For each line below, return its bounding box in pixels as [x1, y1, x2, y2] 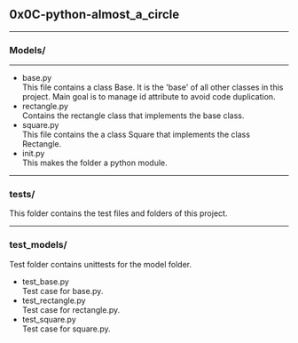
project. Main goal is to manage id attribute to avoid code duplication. [21, 92, 277, 102]
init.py [21, 148, 45, 159]
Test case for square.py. [21, 323, 111, 334]
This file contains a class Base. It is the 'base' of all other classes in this [21, 82, 284, 92]
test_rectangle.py [21, 295, 86, 306]
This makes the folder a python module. [21, 157, 168, 168]
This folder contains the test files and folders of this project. [9, 208, 228, 219]
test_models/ [9, 239, 68, 251]
